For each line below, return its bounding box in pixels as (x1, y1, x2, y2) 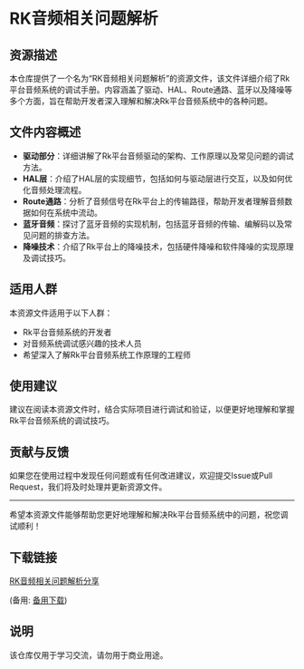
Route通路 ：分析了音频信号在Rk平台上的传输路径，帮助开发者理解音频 (22, 196, 285, 207)
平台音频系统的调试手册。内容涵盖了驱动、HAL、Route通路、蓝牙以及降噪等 (9, 84, 293, 95)
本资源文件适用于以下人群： (9, 307, 113, 318)
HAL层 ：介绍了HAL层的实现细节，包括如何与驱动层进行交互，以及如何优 (22, 173, 293, 184)
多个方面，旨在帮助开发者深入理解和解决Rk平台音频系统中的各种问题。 (9, 96, 273, 106)
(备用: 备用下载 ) (9, 595, 68, 606)
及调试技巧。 (22, 252, 71, 263)
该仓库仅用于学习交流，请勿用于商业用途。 (9, 649, 168, 660)
